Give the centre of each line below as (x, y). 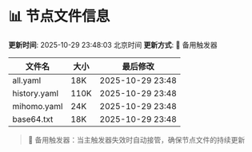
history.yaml (35, 93)
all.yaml (27, 80)
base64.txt (33, 119)
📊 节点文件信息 (59, 16)
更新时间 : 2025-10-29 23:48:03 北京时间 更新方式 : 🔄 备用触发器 (113, 45)
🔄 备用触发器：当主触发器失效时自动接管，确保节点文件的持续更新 (136, 139)
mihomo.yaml (38, 106)
